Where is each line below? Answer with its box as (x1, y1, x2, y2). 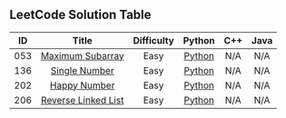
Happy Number (49, 79, 115, 92)
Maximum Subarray (40, 49, 124, 62)
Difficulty (133, 34, 174, 46)
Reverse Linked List (40, 93, 124, 106)
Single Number (50, 64, 115, 76)
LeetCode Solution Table (9, 7, 152, 23)
